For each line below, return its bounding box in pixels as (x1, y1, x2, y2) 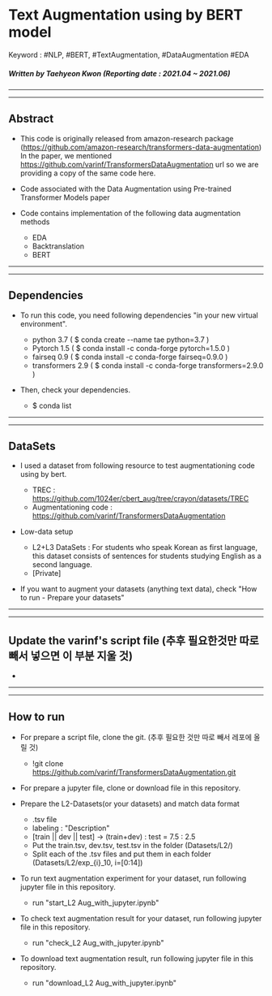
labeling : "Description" (32, 823, 110, 833)
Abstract (8, 112, 54, 126)
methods (19, 217, 50, 227)
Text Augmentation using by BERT (8, 6, 244, 24)
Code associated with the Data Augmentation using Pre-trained (19, 184, 232, 193)
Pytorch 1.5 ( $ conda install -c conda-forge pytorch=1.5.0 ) (32, 343, 231, 353)
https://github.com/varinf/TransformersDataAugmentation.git (32, 767, 236, 777)
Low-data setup (19, 526, 74, 537)
